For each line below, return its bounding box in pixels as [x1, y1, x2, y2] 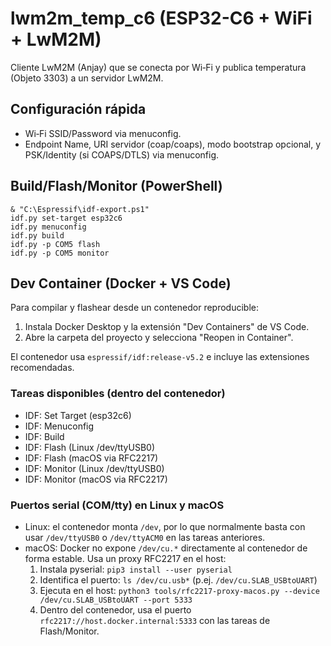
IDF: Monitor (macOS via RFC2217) [24, 473, 168, 485]
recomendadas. [10, 362, 75, 374]
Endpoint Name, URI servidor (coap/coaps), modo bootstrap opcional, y [24, 138, 322, 150]
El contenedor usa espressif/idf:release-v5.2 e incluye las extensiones [10, 351, 310, 363]
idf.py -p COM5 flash [10, 239, 101, 249]
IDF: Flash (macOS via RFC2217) [24, 452, 159, 464]
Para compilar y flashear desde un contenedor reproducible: [10, 302, 259, 314]
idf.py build [10, 230, 65, 241]
